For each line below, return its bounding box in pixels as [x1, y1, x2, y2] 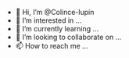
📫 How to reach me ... [15, 42, 88, 50]
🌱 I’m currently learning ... [15, 24, 99, 33]
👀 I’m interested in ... [15, 16, 82, 25]
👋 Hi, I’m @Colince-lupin [15, 8, 95, 16]
